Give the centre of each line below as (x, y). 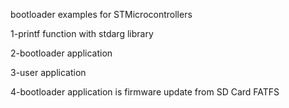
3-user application (48, 72)
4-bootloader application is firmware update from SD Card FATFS (145, 92)
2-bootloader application (61, 53)
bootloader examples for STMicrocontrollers (101, 14)
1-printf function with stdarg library (82, 33)
